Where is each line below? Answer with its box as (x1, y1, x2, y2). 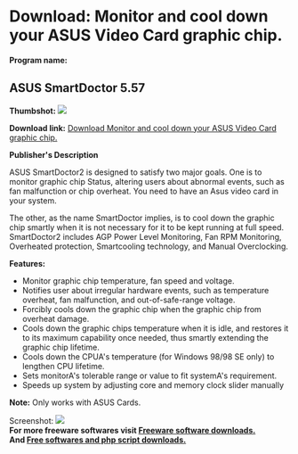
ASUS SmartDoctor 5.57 (9, 80, 146, 95)
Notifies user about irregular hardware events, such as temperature (21, 285, 270, 295)
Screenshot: (9, 415, 54, 425)
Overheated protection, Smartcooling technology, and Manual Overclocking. (9, 241, 289, 252)
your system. (9, 194, 58, 206)
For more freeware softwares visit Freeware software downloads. (9, 425, 256, 435)
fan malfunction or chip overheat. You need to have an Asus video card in (9, 186, 278, 196)
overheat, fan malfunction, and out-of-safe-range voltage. (21, 294, 236, 305)
